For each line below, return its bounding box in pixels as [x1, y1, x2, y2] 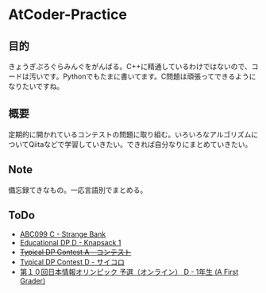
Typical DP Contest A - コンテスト [19, 248, 132, 257]
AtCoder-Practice [8, 6, 127, 24]
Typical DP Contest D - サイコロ [19, 257, 125, 267]
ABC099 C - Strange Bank [19, 229, 106, 239]
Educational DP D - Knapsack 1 [19, 238, 121, 248]
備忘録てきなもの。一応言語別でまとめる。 [8, 185, 148, 195]
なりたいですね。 [8, 82, 64, 91]
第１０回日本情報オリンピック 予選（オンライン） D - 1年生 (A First [19, 268, 239, 277]
